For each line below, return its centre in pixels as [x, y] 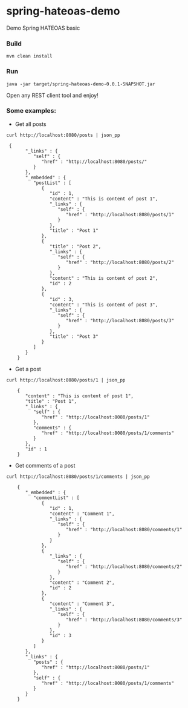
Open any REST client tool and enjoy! [52, 95]
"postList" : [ [52, 183]
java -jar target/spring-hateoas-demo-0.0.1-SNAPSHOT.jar [81, 84]
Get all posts [31, 124]
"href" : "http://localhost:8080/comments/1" [124, 529]
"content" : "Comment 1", [82, 514]
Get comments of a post [45, 465]
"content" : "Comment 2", [82, 583]
